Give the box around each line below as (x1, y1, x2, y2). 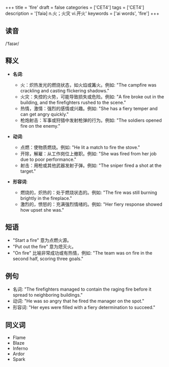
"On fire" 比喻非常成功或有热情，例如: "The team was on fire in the (12, 250, 153, 256)
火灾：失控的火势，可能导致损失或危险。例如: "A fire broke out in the (20, 94, 164, 100)
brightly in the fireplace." (20, 195, 72, 201)
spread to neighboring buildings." (12, 292, 83, 298)
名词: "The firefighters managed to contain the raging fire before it (12, 286, 152, 292)
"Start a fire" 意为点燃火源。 (12, 237, 72, 243)
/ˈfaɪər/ (5, 40, 19, 46)
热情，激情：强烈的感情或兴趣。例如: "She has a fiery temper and (20, 105, 158, 111)
